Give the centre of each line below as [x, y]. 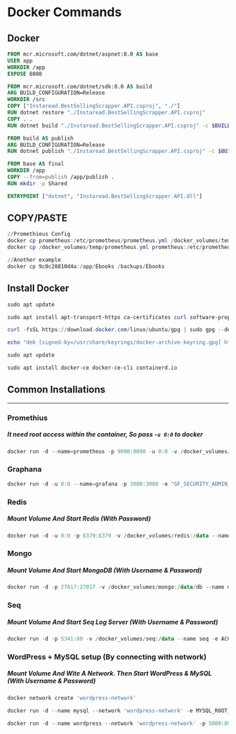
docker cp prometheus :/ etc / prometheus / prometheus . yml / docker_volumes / [114, 241]
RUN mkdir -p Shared [38, 183]
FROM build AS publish [40, 138]
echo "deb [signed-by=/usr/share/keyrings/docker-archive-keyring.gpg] [114, 342]
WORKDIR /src [26, 100]
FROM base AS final [36, 164]
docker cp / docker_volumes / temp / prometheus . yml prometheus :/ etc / [105, 247]
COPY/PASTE [38, 218]
